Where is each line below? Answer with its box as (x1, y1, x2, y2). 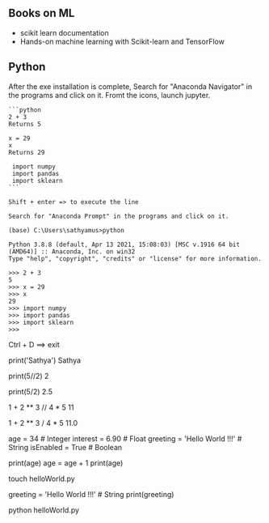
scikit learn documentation (19, 28, 109, 37)
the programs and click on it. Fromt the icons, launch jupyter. (8, 90, 211, 100)
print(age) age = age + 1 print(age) (8, 457, 124, 468)
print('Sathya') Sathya (8, 355, 82, 365)
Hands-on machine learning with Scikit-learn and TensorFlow (19, 36, 225, 46)
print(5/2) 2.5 (8, 386, 53, 396)
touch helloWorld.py (8, 474, 75, 483)
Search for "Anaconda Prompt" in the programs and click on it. (8, 212, 229, 220)
